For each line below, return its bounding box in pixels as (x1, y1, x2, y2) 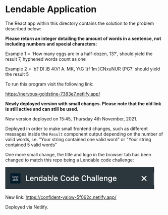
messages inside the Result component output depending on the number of (5, 131, 163, 137)
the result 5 (5, 71, 29, 77)
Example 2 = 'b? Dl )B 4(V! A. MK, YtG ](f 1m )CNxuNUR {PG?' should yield (5, 66, 160, 72)
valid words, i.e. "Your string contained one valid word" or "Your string (5, 136, 151, 142)
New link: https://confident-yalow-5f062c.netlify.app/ (5, 194, 117, 200)
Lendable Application (5, 4, 97, 15)
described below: (5, 25, 41, 31)
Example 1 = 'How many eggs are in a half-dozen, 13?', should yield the (5, 51, 153, 57)
